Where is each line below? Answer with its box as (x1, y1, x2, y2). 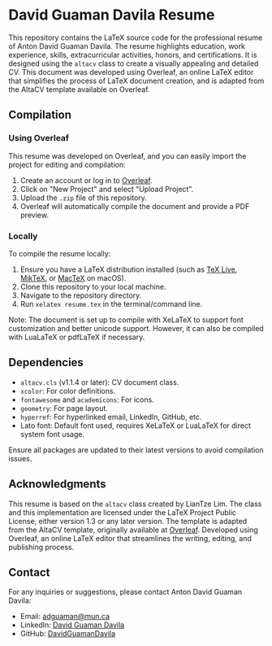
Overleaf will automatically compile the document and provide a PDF (19, 201, 250, 211)
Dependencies (8, 356, 84, 369)
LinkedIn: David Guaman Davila (19, 620, 125, 630)
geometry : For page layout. (19, 403, 108, 412)
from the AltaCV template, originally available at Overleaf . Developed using (8, 525, 258, 535)
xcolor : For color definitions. (19, 386, 116, 395)
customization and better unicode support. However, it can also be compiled (8, 323, 264, 333)
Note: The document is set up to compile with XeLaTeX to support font (8, 315, 244, 325)
